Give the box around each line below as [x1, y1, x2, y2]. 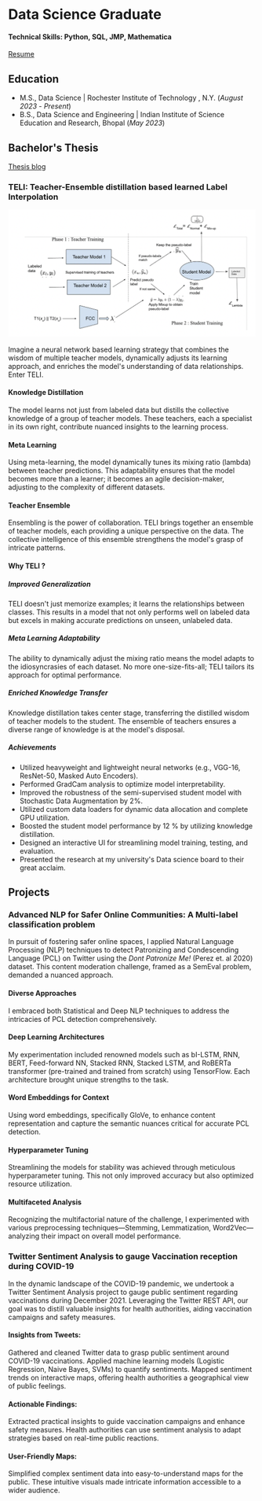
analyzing [8, 1231, 40, 1241]
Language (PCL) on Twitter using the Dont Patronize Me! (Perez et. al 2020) [8, 953, 253, 963]
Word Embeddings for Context [8, 1093, 110, 1102]
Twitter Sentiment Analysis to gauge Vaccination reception [8, 1251, 238, 1262]
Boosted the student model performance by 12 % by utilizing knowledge [19, 821, 253, 831]
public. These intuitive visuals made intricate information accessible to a [8, 1477, 242, 1487]
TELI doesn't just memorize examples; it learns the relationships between [8, 599, 245, 608]
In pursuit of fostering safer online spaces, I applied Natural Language [8, 937, 235, 946]
